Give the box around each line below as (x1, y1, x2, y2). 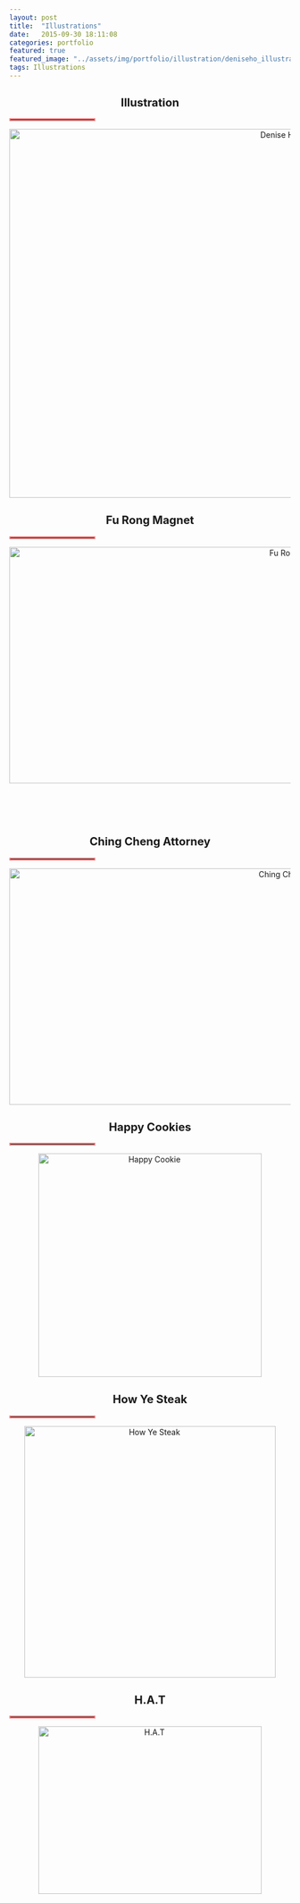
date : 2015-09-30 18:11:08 (9, 30, 118, 38)
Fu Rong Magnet (105, 513, 195, 528)
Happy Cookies (108, 1120, 192, 1134)
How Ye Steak (112, 1392, 187, 1407)
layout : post (9, 13, 58, 22)
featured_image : (9, 55, 70, 63)
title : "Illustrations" (9, 21, 102, 30)
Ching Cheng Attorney (88, 834, 212, 850)
